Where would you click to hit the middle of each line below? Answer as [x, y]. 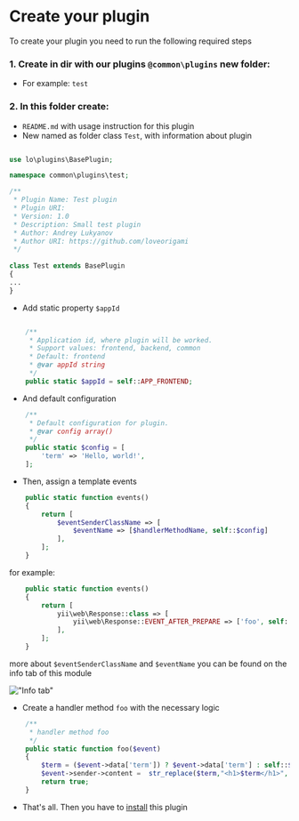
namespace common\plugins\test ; [69, 175]
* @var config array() [71, 431]
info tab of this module [50, 672]
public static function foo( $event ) [93, 749]
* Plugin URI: [39, 208]
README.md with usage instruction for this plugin [108, 125]
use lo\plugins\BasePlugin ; [61, 159]
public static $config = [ [75, 448]
